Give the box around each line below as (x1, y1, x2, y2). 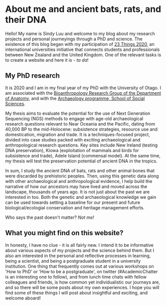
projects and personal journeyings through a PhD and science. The (5, 36, 143, 42)
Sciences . (5, 101, 26, 107)
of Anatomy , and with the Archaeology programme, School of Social (5, 95, 145, 101)
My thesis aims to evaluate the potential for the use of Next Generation (5, 110, 151, 116)
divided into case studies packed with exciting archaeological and (5, 137, 141, 143)
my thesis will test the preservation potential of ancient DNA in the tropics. (5, 158, 158, 164)
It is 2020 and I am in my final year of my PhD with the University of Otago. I (5, 85, 161, 91)
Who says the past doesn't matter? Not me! (5, 214, 95, 220)
